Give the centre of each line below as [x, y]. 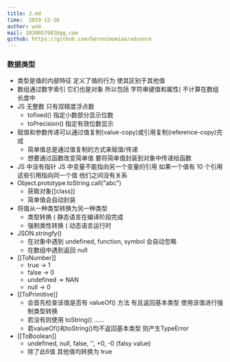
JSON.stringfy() [39, 233]
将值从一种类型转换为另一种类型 [62, 209]
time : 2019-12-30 [33, 20]
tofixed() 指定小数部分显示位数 [70, 115]
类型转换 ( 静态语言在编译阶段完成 [75, 217]
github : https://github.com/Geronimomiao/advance [80, 39]
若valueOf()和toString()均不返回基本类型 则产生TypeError [108, 328]
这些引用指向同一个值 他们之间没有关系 [72, 175]
